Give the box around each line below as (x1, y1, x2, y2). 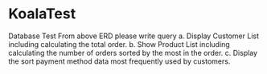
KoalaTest (8, 5, 76, 23)
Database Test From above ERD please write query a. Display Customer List (8, 31, 260, 41)
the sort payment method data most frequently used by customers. (8, 56, 231, 66)
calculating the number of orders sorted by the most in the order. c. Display (8, 48, 258, 57)
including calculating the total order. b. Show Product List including (8, 39, 231, 49)
